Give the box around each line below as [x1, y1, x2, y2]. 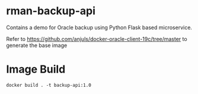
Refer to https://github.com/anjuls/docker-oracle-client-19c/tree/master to [6, 35, 188, 42]
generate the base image [6, 42, 68, 49]
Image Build [6, 62, 66, 76]
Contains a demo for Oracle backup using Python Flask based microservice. [6, 24, 193, 31]
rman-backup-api [6, 4, 96, 18]
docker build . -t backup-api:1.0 [6, 82, 92, 88]
